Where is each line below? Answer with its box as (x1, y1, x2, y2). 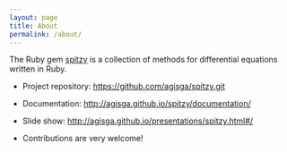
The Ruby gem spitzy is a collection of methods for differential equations (9, 55, 278, 65)
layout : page (9, 13, 58, 22)
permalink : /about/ (9, 30, 83, 38)
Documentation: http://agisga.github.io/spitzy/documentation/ (22, 98, 251, 109)
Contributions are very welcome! (22, 133, 143, 144)
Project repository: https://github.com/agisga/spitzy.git (22, 81, 226, 92)
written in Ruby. (9, 63, 67, 74)
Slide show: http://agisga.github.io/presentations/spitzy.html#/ (22, 115, 254, 126)
